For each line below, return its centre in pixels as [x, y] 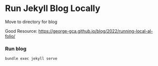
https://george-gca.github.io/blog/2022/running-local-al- [95, 31]
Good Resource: [21, 31]
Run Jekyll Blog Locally [53, 8]
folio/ [10, 36]
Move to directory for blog [31, 22]
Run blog [16, 49]
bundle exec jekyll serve [31, 59]
